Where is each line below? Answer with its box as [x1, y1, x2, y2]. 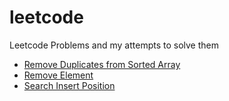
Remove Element [23, 69, 94, 81]
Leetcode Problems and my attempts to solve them [9, 39, 219, 51]
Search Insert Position [23, 79, 116, 91]
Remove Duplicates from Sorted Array [23, 58, 181, 70]
